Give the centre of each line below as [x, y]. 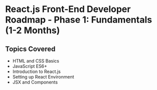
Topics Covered [30, 49]
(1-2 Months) [33, 30]
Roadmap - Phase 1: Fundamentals [78, 20]
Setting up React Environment [43, 77]
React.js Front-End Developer [68, 9]
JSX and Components [35, 82]
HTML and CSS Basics [36, 61]
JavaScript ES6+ [30, 66]
